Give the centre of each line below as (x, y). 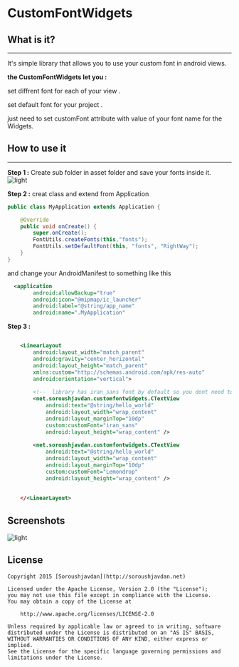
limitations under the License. (55, 658)
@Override (35, 220)
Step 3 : (19, 327)
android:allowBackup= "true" (74, 293)
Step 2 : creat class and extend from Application (78, 193)
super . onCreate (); (60, 233)
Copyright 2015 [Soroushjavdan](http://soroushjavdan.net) (97, 576)
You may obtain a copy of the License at (70, 601)
